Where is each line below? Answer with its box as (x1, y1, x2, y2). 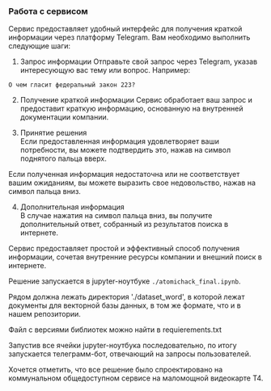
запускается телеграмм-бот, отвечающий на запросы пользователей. (8, 349, 252, 359)
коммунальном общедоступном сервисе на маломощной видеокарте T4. (8, 373, 264, 383)
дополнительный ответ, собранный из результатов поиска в (19, 220, 229, 229)
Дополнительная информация (19, 202, 125, 212)
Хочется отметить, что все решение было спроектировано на (8, 365, 223, 375)
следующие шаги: (8, 41, 71, 51)
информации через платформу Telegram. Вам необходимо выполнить (8, 32, 251, 42)
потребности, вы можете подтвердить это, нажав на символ (19, 145, 231, 155)
